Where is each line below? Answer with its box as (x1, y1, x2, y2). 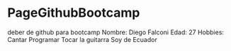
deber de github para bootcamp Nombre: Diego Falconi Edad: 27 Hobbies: (7, 28, 225, 36)
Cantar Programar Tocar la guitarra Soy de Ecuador (7, 35, 157, 43)
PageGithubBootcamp (7, 5, 140, 21)
